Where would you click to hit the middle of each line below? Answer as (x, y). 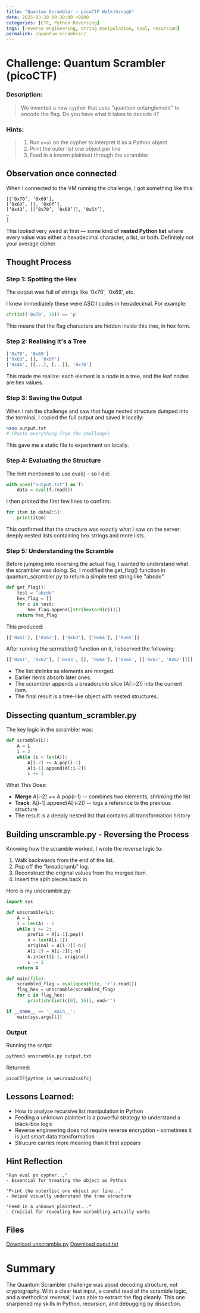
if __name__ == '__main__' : (41, 1011)
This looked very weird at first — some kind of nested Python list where (95, 231)
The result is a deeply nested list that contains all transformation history (103, 816)
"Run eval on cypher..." (37, 1175)
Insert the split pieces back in (51, 879)
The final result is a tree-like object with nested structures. (86, 696)
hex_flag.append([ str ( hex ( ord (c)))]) (74, 609)
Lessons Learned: (40, 1097)
